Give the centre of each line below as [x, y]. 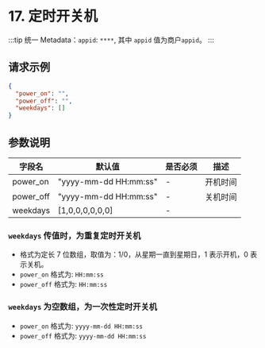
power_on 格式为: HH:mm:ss [62, 274]
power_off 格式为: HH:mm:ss [63, 284]
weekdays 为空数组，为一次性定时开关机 [83, 307]
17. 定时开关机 [53, 16]
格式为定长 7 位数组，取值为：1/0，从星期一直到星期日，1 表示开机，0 [134, 254]
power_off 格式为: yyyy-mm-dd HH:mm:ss [83, 335]
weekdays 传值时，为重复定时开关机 [75, 235]
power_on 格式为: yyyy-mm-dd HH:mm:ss [81, 326]
